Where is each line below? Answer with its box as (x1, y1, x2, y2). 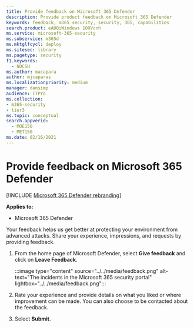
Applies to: (6, 203, 34, 210)
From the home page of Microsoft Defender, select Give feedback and (14, 249, 186, 256)
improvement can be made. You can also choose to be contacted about (14, 298, 188, 305)
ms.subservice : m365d (6, 36, 59, 42)
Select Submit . (14, 315, 51, 322)
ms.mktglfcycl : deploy (6, 42, 62, 48)
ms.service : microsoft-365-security (6, 31, 96, 36)
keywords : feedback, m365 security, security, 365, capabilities (6, 19, 169, 25)
